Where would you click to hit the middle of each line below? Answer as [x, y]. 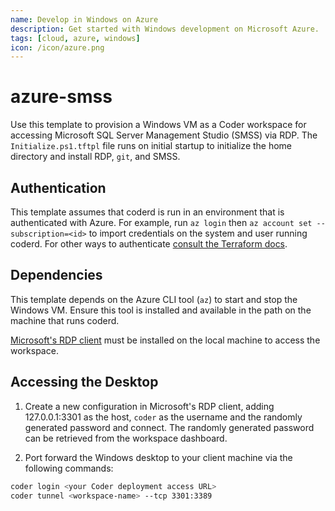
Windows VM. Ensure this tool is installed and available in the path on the [161, 310]
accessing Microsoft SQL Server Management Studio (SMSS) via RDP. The [164, 135]
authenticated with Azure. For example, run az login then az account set [161, 222]
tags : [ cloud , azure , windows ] [75, 38]
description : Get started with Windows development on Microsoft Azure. [165, 29]
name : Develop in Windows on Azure [84, 19]
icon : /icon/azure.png [57, 47]
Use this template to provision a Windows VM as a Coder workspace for [158, 125]
